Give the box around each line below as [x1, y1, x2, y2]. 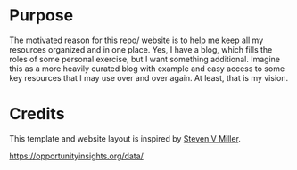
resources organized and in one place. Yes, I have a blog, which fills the [9, 44, 273, 54]
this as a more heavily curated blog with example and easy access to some [9, 63, 285, 74]
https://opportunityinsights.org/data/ [9, 150, 144, 161]
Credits [9, 104, 65, 125]
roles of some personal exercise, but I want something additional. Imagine [9, 53, 281, 64]
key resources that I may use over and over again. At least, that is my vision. [9, 72, 288, 83]
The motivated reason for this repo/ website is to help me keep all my [9, 35, 264, 45]
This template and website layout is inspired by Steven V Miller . [9, 133, 241, 143]
